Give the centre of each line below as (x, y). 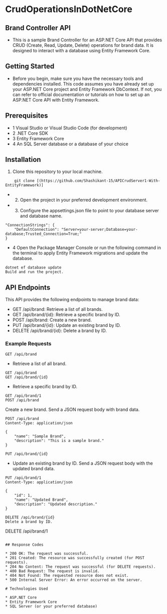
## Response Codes (24, 545)
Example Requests (28, 344)
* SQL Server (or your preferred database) (51, 606)
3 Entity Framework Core (38, 138)
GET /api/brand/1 (23, 396)
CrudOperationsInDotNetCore (69, 9)
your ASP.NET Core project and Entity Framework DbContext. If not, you (87, 89)
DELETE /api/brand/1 (27, 531)
